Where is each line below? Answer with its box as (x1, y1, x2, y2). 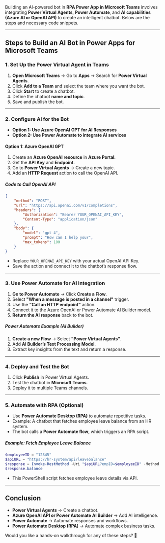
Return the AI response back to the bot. (12, 312, 94, 318)
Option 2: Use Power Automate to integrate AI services (12, 132, 127, 138)
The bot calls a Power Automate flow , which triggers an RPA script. (12, 429, 150, 434)
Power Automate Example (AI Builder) (5, 323, 84, 329)
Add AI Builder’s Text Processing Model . (12, 341, 96, 347)
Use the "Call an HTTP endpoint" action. (12, 301, 96, 307)
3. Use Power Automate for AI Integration (5, 280, 105, 287)
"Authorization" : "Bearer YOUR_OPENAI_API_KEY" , (23, 212, 124, 217)
